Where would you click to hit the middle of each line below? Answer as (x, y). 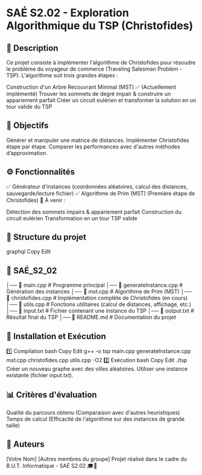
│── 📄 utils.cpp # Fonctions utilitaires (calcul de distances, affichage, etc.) (99, 304)
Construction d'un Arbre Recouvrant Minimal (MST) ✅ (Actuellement (91, 87)
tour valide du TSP (29, 107)
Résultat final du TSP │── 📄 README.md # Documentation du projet (91, 317)
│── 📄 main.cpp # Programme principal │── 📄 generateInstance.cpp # (94, 285)
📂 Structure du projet (46, 238)
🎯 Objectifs (27, 126)
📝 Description (32, 48)
